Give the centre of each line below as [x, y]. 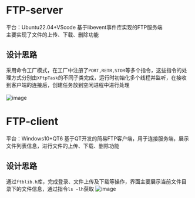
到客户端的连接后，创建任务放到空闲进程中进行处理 [68, 85]
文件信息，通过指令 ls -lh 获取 [58, 189]
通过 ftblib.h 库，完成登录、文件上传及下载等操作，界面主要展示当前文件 [94, 181]
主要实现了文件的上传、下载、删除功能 [52, 34]
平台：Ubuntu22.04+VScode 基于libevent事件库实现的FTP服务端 [84, 27]
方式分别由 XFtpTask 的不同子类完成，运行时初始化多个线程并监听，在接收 [99, 78]
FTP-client [32, 121]
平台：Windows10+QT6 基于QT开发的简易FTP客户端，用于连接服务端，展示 [97, 138]
